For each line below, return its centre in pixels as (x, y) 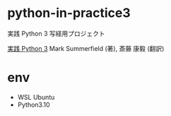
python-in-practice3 (69, 13)
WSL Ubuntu (36, 97)
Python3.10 (34, 105)
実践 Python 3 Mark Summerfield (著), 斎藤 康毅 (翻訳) (86, 48)
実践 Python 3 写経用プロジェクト (56, 33)
